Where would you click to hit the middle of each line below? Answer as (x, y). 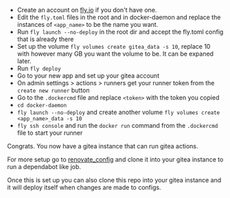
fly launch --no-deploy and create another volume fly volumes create (118, 112)
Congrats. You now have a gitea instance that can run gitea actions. (103, 146)
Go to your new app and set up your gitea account (88, 76)
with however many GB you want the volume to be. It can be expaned (115, 54)
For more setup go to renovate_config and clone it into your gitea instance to (115, 159)
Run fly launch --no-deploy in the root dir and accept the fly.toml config (120, 32)
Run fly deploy (39, 68)
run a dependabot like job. (44, 167)
